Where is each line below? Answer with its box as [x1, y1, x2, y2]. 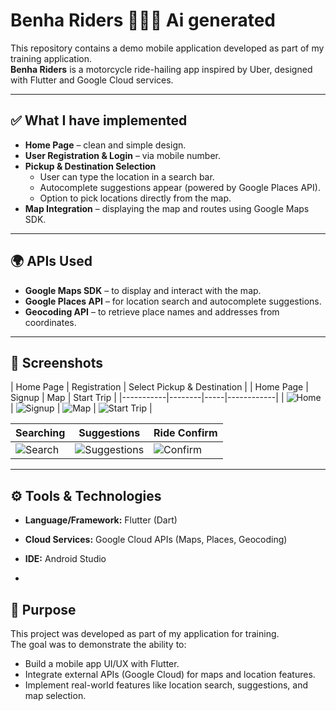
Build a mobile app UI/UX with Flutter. [24, 658, 180, 669]
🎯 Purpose [10, 601, 77, 618]
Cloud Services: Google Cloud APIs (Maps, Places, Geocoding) [24, 534, 288, 546]
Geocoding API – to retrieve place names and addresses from [24, 305, 280, 318]
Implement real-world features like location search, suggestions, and [24, 679, 309, 691]
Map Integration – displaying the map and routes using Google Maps [24, 202, 310, 214]
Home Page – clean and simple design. [24, 139, 187, 151]
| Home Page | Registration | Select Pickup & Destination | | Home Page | [10, 381, 309, 393]
